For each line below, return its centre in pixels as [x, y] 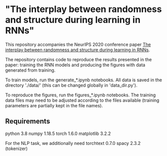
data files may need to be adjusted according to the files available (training [82, 100]
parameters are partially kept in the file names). [54, 105]
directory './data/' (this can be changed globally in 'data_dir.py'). [71, 85]
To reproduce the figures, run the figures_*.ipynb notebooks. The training [80, 95]
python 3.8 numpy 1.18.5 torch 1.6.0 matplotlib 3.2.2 [58, 133]
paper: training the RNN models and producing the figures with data [75, 65]
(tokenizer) [17, 148]
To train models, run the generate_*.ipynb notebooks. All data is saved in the [83, 80]
